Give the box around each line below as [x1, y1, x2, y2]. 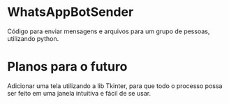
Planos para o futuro [7, 59, 128, 75]
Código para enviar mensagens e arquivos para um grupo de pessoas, [7, 27, 210, 35]
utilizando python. [7, 34, 59, 42]
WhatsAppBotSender [7, 4, 134, 20]
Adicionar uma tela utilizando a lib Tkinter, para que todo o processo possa [7, 81, 223, 90]
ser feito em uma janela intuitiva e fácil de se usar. [7, 89, 152, 97]
